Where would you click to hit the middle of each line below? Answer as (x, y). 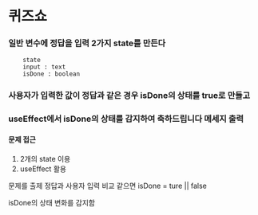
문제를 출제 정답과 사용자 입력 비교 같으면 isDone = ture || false (108, 186)
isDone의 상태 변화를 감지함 (52, 202)
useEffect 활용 (43, 169)
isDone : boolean (52, 74)
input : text (44, 67)
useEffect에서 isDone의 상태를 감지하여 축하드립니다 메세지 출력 (126, 119)
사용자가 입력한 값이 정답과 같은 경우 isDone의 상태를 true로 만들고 (129, 96)
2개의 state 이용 (45, 158)
